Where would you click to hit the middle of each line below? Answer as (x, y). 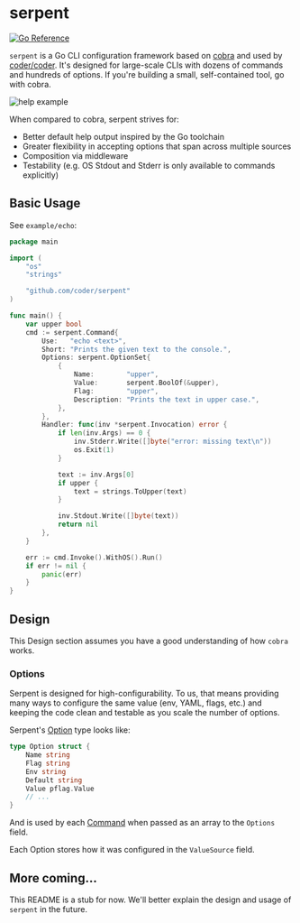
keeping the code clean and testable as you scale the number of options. (145, 713)
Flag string (48, 763)
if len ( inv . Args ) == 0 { (104, 433)
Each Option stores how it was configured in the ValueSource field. (132, 850)
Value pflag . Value (60, 789)
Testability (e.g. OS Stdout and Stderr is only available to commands (149, 165)
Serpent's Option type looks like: (70, 730)
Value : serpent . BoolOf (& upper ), (146, 383)
